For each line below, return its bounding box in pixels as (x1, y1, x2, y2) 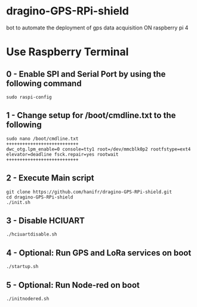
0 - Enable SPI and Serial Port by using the (6, 69, 166, 79)
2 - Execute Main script (6, 173, 94, 183)
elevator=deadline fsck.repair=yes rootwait (6, 151, 119, 157)
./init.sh (6, 199, 31, 205)
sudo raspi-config (6, 94, 52, 100)
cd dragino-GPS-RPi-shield (6, 194, 73, 200)
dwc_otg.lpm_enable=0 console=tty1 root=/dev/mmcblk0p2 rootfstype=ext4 (6, 146, 191, 152)
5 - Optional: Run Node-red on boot (6, 280, 140, 290)
